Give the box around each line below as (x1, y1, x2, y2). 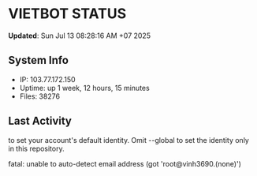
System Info (8, 54, 69, 67)
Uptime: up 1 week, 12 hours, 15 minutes (19, 83, 150, 92)
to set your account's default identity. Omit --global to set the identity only (8, 135, 250, 144)
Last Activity (8, 114, 73, 128)
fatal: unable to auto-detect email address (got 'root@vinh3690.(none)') (8, 159, 242, 168)
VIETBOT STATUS (8, 5, 127, 23)
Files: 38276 (19, 92, 61, 101)
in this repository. (8, 144, 65, 153)
